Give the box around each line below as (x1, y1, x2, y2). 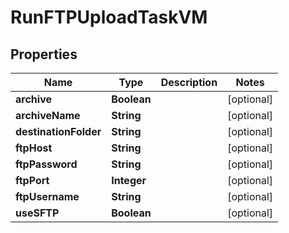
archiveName (15, 109, 81, 122)
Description (160, 76, 218, 89)
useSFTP (15, 206, 60, 220)
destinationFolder (15, 125, 102, 138)
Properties (10, 46, 78, 63)
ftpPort (15, 174, 50, 187)
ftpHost (15, 141, 53, 155)
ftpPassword (15, 157, 78, 171)
